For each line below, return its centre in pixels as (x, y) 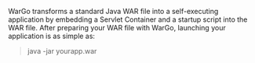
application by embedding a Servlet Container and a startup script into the (128, 19)
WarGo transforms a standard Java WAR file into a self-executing (113, 11)
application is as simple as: (52, 36)
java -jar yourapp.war (62, 51)
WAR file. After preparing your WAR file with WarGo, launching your (117, 28)
